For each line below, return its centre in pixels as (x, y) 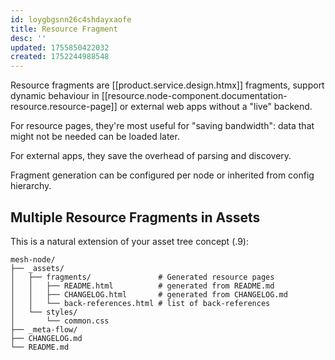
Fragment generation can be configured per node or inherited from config (162, 175)
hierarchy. (31, 186)
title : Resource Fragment (64, 29)
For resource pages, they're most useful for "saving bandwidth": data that (162, 126)
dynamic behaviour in (55, 96)
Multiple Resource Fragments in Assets (135, 217)
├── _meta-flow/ (44, 329)
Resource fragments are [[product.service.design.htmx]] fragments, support (167, 85)
